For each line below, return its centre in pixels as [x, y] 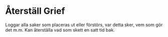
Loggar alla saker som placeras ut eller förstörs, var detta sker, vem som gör [84, 25]
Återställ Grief [35, 11]
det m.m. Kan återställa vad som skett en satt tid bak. [60, 30]
